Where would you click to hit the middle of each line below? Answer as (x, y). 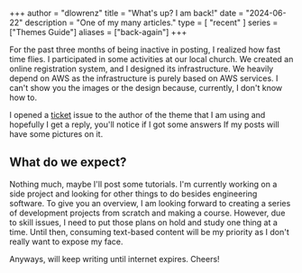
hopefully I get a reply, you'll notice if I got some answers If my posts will (144, 124)
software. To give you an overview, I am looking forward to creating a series (150, 203)
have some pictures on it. (56, 134)
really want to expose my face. (66, 241)
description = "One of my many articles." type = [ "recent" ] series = (151, 23)
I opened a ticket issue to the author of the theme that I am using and (137, 115)
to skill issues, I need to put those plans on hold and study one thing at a (143, 222)
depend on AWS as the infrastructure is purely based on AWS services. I (144, 78)
